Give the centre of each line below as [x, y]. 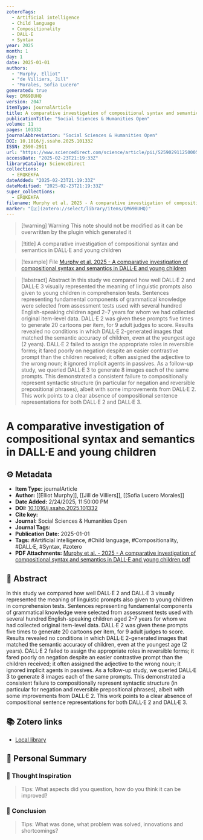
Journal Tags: [33, 528]
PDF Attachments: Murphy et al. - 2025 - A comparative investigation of [105, 553]
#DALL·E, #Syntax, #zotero [49, 547]
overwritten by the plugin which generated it [76, 232]
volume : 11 [20, 124]
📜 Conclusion [26, 811]
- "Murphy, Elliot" [36, 74]
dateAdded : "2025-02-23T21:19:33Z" [51, 181]
